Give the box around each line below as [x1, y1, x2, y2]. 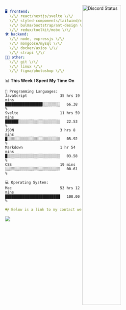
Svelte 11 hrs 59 [5, 111, 80, 116]
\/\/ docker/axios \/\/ [9, 46, 58, 51]
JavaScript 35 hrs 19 [5, 93, 80, 98]
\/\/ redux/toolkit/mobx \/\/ [9, 27, 71, 32]
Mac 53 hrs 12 [5, 186, 80, 191]
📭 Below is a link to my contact [5, 207, 75, 212]
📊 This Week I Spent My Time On [5, 78, 75, 84]
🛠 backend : [5, 32, 29, 37]
